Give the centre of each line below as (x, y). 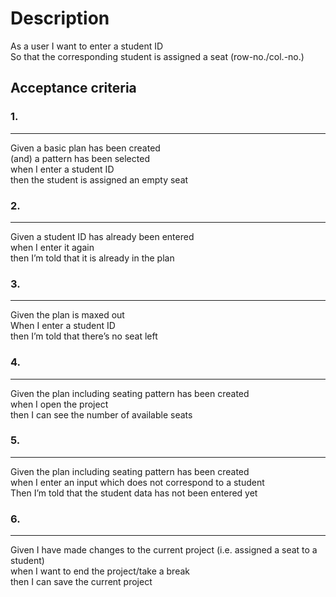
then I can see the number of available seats (101, 414)
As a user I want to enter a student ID (87, 46)
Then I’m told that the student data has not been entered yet (134, 493)
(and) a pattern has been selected (80, 158)
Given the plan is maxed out (67, 315)
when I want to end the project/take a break (100, 571)
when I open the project (59, 404)
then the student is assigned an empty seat (99, 179)
